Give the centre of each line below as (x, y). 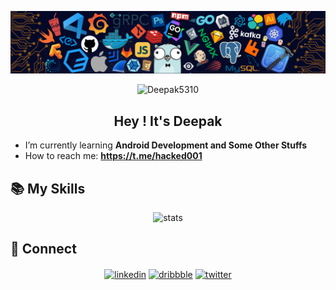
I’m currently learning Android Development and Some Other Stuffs (166, 145)
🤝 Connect (43, 249)
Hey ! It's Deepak (168, 121)
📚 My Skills (48, 188)
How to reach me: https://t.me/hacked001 (113, 156)
